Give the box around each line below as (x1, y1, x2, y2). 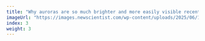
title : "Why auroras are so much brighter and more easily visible (6, 8, 182, 15)
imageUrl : (6, 14, 32, 20)
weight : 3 (6, 25, 32, 32)
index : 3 (6, 20, 29, 26)
